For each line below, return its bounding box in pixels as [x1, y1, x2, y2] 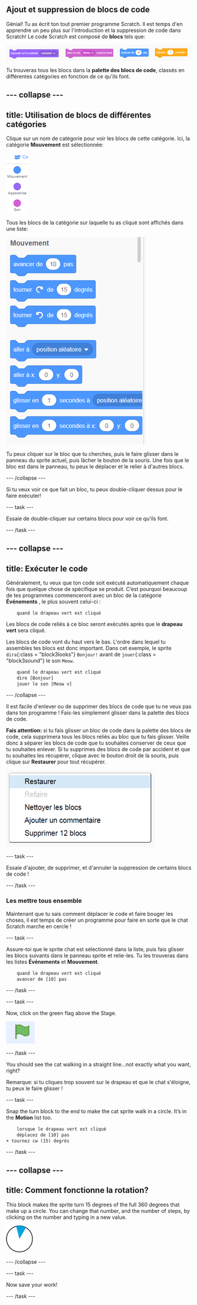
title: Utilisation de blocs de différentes [6, 110, 152, 120]
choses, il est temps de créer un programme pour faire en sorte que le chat [6, 916, 188, 924]
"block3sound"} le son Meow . [6, 657, 75, 664]
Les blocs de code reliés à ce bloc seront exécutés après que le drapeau [6, 621, 183, 628]
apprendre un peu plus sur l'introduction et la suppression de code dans [6, 27, 181, 34]
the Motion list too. [6, 1114, 52, 1121]
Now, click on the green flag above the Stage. [6, 1009, 116, 1016]
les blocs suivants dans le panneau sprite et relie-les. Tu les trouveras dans [6, 952, 189, 959]
